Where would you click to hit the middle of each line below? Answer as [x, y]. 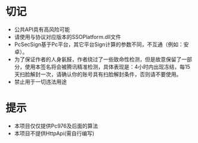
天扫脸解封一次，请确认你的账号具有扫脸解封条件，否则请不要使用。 [98, 74]
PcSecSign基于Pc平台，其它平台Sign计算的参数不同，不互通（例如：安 [101, 44]
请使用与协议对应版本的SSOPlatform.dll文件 [68, 36]
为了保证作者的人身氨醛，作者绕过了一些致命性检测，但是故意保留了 [98, 59]
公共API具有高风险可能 [42, 29]
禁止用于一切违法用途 [40, 81]
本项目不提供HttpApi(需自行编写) [54, 133]
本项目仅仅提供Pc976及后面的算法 [56, 126]
